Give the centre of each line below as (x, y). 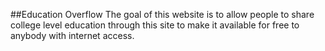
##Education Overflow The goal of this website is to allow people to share (162, 14)
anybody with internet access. (72, 35)
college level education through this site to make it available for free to (155, 25)
